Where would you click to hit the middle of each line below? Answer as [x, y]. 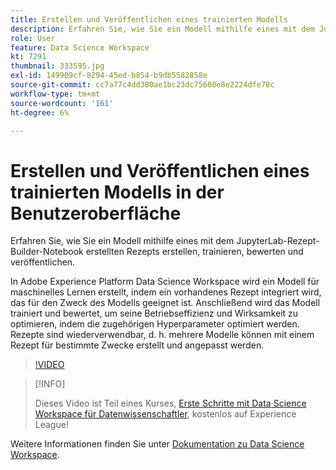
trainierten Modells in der [117, 192]
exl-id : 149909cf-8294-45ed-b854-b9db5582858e [109, 76]
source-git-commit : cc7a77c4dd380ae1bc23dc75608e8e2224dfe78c [142, 85]
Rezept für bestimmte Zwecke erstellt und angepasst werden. [137, 345]
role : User [33, 38]
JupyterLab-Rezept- [278, 241]
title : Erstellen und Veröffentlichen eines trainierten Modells [149, 19]
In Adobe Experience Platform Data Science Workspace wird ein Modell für [165, 282]
